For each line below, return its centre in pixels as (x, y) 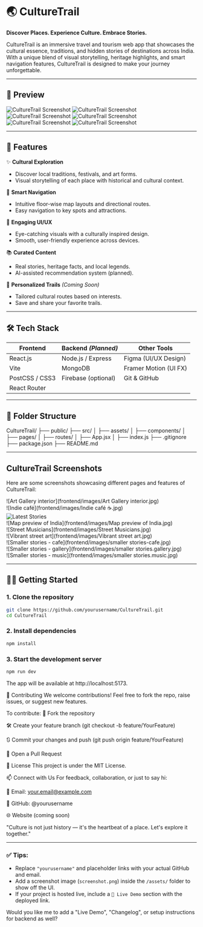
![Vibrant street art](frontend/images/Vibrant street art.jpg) (79, 536)
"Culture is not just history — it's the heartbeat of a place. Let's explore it (97, 827)
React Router (28, 388)
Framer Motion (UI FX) (155, 369)
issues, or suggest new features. (47, 701)
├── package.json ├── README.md (52, 444)
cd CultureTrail (27, 615)
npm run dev (21, 671)
